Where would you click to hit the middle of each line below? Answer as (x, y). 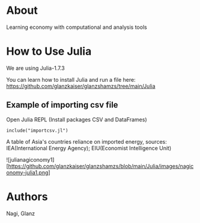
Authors (27, 197)
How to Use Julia (49, 51)
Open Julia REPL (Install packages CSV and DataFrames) (77, 119)
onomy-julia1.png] (28, 173)
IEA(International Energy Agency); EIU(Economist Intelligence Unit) (89, 148)
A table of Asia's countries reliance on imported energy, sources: (86, 141)
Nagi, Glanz (21, 213)
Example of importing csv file (62, 105)
